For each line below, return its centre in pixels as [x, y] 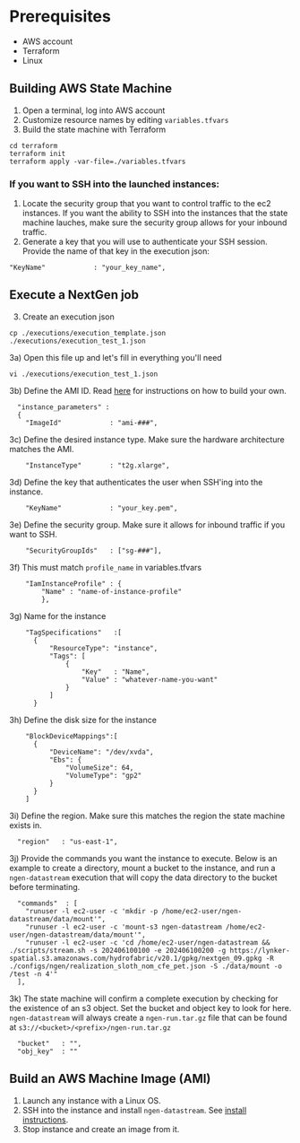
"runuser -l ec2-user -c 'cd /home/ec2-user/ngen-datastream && [148, 942]
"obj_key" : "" [47, 1051]
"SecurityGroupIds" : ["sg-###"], [94, 550]
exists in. [26, 825]
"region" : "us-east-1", [68, 842]
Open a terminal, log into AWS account [94, 110]
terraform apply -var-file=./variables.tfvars [98, 161]
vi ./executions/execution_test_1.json [84, 374]
